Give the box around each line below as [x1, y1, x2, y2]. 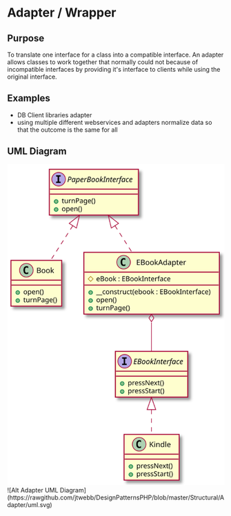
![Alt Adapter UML [7, 486, 59, 495]
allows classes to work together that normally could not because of [7, 58, 199, 66]
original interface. [7, 72, 57, 81]
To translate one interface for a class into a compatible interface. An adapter [7, 50, 224, 59]
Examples [7, 92, 50, 104]
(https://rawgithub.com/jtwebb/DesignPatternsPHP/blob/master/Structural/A [7, 493, 225, 502]
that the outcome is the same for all [17, 126, 119, 134]
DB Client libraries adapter [17, 110, 92, 119]
